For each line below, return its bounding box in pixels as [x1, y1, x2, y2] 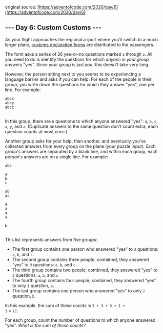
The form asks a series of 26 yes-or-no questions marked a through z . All [5, 51, 153, 57]
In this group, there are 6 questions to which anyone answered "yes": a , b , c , [5, 118, 158, 124]
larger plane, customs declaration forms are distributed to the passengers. [5, 42, 155, 48]
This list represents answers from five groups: [5, 237, 98, 242]
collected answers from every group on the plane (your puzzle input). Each [5, 143, 156, 149]
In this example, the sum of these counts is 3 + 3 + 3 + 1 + [5, 302, 125, 308]
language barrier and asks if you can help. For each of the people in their [5, 76, 152, 82]
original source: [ [5, 4, 39, 10]
